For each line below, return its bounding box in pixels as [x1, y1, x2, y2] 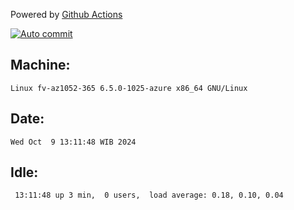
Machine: [10, 57, 71, 74]
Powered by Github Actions [10, 9, 123, 20]
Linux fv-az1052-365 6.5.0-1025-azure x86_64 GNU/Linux [10, 83, 248, 93]
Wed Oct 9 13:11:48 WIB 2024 [10, 137, 137, 147]
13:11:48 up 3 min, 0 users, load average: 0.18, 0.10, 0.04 [14, 190, 284, 201]
